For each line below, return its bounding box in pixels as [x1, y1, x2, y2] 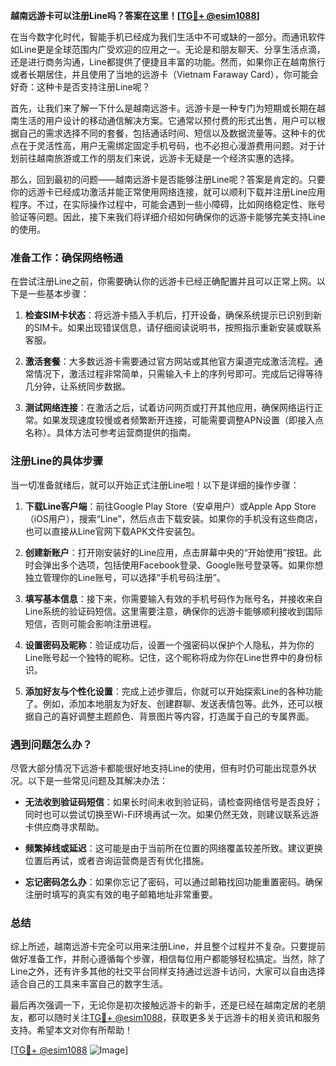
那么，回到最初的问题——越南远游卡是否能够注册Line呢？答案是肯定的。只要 [10, 174, 326, 185]
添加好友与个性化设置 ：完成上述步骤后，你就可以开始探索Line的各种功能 [24, 685, 323, 697]
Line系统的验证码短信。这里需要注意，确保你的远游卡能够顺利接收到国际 [24, 605, 323, 617]
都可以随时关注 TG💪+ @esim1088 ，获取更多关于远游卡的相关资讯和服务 [27, 1012, 321, 1024]
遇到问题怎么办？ [10, 737, 93, 751]
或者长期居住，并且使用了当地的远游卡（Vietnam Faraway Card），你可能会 [10, 69, 319, 80]
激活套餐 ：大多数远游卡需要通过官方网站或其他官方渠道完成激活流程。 [24, 355, 315, 368]
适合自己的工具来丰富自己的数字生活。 [10, 978, 168, 990]
